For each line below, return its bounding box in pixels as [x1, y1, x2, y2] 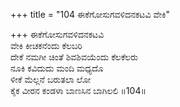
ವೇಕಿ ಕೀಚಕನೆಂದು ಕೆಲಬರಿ [10, 40, 83, 51]
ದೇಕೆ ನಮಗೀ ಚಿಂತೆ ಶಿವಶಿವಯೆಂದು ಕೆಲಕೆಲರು [10, 51, 139, 63]
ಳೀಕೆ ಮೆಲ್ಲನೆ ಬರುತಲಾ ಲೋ [10, 74, 92, 85]
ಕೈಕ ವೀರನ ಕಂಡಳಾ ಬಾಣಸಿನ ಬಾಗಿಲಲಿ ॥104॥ [10, 85, 147, 96]
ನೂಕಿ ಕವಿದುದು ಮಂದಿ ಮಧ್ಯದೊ [10, 62, 104, 74]
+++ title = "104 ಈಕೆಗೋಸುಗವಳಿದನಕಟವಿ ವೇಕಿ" [10, 9, 171, 20]
